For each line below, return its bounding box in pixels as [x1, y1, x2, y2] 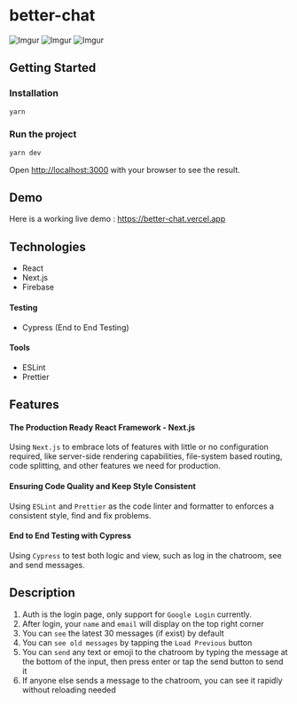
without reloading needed [21, 684, 117, 695]
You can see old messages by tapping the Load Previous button [21, 637, 253, 648]
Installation [9, 87, 59, 99]
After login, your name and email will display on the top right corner [21, 618, 264, 629]
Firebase [21, 281, 55, 293]
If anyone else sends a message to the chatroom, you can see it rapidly [21, 675, 283, 685]
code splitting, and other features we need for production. [9, 461, 222, 471]
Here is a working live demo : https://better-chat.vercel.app [9, 214, 226, 225]
